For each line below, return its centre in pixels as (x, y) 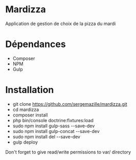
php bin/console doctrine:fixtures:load (53, 120)
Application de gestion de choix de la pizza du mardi (61, 24)
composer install (30, 115)
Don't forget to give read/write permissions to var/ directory (68, 152)
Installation (30, 90)
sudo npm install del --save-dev (47, 136)
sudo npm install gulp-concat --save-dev (56, 131)
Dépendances (36, 44)
